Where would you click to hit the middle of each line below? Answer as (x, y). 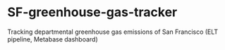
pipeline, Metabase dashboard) (53, 39)
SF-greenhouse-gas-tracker (92, 12)
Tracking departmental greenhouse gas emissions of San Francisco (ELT (113, 32)
